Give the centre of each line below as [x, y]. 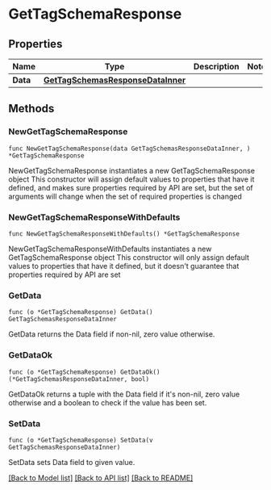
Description [216, 67]
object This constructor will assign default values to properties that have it [131, 179]
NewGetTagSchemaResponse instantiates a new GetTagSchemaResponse [132, 170]
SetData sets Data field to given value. [72, 462]
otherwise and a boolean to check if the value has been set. [108, 402]
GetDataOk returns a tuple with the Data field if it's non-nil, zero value [124, 394]
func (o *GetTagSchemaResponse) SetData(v [81, 440]
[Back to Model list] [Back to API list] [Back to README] [101, 478]
